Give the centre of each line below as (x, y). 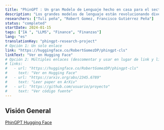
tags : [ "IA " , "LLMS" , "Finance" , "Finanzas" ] (53, 32)
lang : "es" (16, 37)
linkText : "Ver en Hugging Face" (39, 55)
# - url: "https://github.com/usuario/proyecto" (58, 86)
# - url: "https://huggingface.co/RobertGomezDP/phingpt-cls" (72, 69)
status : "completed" (26, 23)
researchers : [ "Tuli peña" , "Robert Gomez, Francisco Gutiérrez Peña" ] (79, 19)
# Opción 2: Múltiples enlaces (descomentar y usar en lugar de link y (79, 59)
